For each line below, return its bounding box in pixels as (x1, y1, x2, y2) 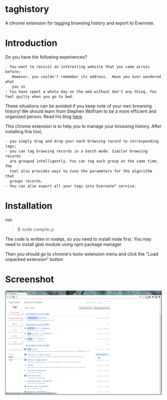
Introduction (5, 37, 58, 49)
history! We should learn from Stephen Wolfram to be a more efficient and (5, 108, 157, 114)
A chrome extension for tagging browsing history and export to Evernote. (5, 20, 155, 26)
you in (11, 84, 26, 89)
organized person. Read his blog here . (5, 113, 83, 119)
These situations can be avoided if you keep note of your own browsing (5, 103, 152, 109)
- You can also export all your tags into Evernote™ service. (5, 184, 137, 189)
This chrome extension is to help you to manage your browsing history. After (5, 123, 162, 129)
